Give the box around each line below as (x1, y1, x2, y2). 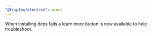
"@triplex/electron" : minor (5, 7, 63, 12)
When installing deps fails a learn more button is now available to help (5, 21, 147, 27)
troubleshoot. (5, 26, 33, 32)
